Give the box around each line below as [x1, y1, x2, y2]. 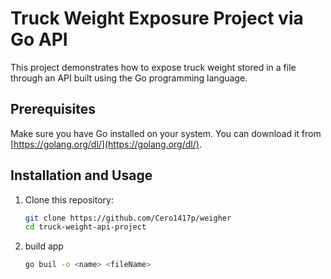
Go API [10, 28, 68, 51]
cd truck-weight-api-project [24, 222, 147, 232]
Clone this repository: [24, 193, 114, 206]
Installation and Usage [10, 167, 153, 184]
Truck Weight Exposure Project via [10, 7, 304, 30]
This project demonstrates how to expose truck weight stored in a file [10, 61, 297, 73]
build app [24, 240, 64, 252]
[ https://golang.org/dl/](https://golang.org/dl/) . [10, 138, 202, 150]
